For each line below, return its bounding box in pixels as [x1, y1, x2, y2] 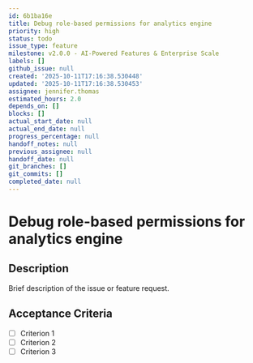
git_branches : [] [8, 163, 67, 171]
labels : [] [8, 58, 45, 66]
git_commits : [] [8, 170, 63, 178]
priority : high [8, 27, 60, 35]
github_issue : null [8, 65, 75, 73]
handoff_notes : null [8, 139, 79, 148]
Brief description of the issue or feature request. [8, 283, 170, 293]
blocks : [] [8, 110, 45, 118]
